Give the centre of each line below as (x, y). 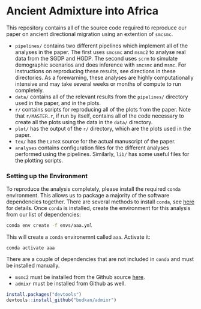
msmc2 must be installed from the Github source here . (80, 277)
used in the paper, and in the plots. (58, 103)
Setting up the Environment (47, 176)
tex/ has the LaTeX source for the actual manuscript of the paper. (95, 141)
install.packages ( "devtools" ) (44, 295)
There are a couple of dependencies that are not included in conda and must (100, 259)
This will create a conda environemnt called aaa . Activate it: (79, 237)
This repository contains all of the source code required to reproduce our (97, 28)
